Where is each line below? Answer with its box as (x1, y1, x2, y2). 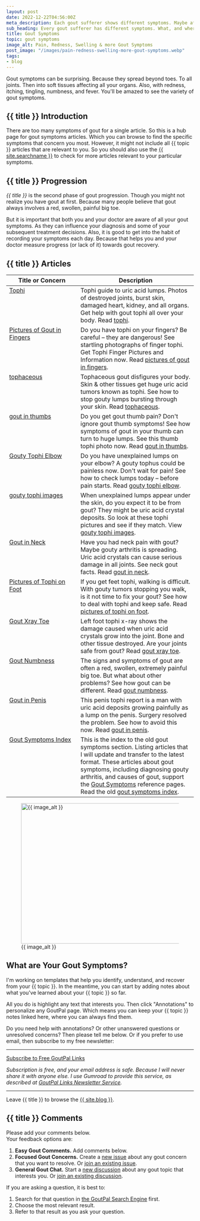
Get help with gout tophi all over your (80, 308, 183, 316)
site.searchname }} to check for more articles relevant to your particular (6, 153, 182, 160)
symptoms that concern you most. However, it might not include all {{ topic (6, 139, 190, 147)
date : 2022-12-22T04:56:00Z (6, 14, 76, 20)
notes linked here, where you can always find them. (6, 1013, 133, 1020)
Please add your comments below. (6, 1129, 91, 1136)
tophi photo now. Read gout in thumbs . (80, 442, 189, 450)
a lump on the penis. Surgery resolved (80, 710, 187, 719)
